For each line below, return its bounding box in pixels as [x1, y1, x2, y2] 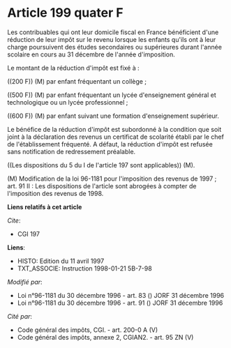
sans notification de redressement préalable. [7, 147, 136, 156]
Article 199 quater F [7, 5, 124, 21]
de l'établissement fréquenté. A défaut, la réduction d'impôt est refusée [7, 139, 213, 148]
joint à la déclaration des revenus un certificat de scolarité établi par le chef [7, 133, 225, 141]
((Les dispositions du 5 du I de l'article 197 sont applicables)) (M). [7, 160, 195, 169]
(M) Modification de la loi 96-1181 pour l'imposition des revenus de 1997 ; [7, 174, 217, 183]
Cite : [7, 216, 21, 225]
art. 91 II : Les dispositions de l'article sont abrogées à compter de [7, 181, 197, 190]
